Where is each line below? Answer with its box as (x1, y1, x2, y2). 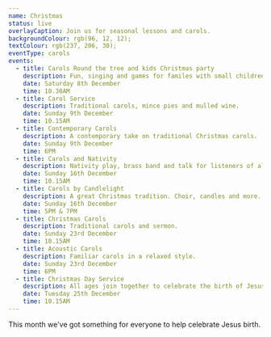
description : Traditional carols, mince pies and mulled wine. (23, 102, 240, 110)
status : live (8, 19, 52, 27)
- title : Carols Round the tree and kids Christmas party (15, 65, 215, 73)
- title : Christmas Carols (15, 215, 106, 223)
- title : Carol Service (15, 95, 95, 103)
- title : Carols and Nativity (15, 154, 117, 162)
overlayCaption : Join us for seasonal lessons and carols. (8, 27, 211, 35)
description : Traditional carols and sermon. (23, 222, 179, 230)
